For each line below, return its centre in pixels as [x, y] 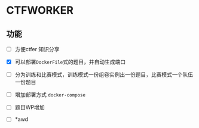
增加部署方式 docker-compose [50, 95]
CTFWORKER [40, 10]
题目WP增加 [30, 107]
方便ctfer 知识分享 [37, 49]
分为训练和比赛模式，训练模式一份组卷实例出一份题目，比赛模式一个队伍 [104, 74]
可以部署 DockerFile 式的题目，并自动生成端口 [70, 62]
